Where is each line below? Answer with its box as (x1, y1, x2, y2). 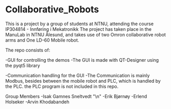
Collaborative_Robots (5, 4, 99, 15)
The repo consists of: (5, 47, 50, 53)
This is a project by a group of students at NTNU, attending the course (5, 21, 154, 27)
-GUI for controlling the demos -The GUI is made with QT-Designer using (5, 57, 159, 63)
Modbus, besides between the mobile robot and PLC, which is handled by (5, 78, 161, 84)
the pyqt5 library (5, 62, 40, 68)
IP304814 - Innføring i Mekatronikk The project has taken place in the (5, 26, 152, 32)
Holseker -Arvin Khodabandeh (5, 99, 70, 105)
